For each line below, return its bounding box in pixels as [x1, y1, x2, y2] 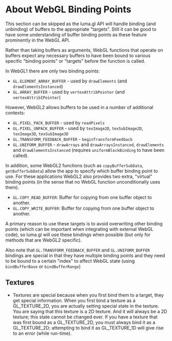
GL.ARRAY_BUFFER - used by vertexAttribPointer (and [12, 88, 125, 95]
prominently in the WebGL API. [5, 37, 70, 43]
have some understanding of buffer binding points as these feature [5, 31, 147, 38]
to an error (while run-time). [12, 330, 72, 336]
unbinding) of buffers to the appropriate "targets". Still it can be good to [5, 26, 157, 32]
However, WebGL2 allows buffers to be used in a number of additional [5, 104, 154, 110]
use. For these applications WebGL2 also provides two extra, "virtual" [5, 173, 152, 180]
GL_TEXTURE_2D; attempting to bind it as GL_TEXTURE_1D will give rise [12, 325, 164, 331]
